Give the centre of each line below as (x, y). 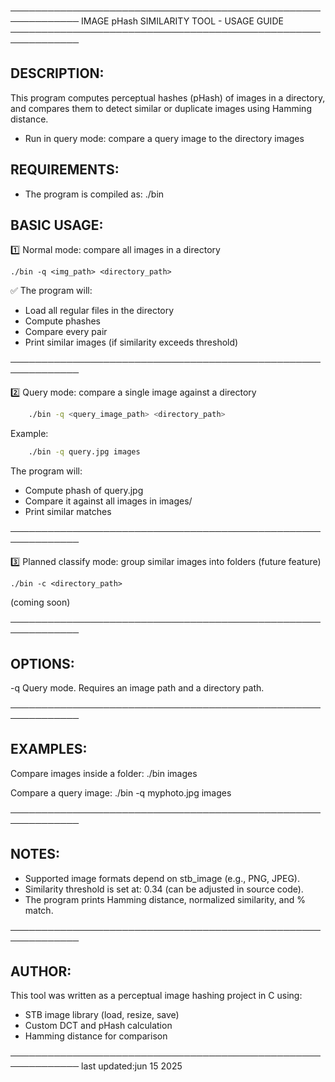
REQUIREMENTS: (65, 170)
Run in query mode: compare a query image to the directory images (164, 138)
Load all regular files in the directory (99, 311)
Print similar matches (68, 512)
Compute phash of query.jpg (84, 491)
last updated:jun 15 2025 (132, 1066)
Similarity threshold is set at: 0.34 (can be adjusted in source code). (164, 889)
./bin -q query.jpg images (84, 452)
